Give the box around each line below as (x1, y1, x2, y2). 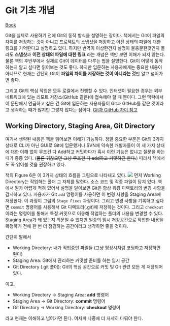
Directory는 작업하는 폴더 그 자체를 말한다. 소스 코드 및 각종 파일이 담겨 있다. (5, 179, 157, 185)
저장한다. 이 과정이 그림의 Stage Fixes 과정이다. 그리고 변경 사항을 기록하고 (5, 197, 155, 203)
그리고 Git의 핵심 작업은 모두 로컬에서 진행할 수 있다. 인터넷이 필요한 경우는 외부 (5, 87, 162, 94)
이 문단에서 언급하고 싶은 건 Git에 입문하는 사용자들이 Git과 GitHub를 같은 (5, 100, 151, 106)
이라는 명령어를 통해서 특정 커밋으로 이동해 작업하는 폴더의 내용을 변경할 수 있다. (5, 210, 164, 216)
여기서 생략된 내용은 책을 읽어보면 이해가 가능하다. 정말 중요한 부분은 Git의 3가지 (5, 136, 164, 142)
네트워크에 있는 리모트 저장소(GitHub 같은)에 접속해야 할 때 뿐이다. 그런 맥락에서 (5, 94, 164, 100)
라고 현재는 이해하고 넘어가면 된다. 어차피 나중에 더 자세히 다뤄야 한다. (5, 315, 143, 321)
